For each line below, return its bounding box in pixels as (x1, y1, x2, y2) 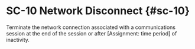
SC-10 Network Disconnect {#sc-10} (6, 4, 190, 18)
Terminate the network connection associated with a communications (6, 24, 176, 31)
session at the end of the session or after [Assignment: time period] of (6, 30, 177, 37)
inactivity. (6, 36, 30, 43)
